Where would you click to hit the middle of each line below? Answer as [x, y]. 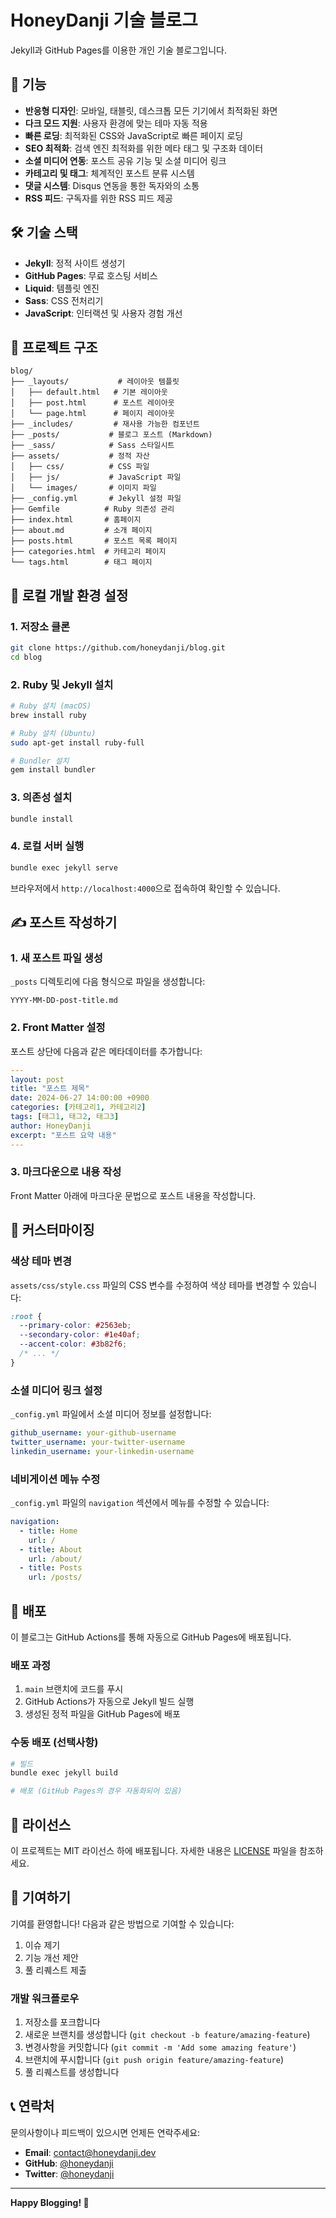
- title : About [51, 1549]
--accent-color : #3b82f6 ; [73, 1344]
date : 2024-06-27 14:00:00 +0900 [80, 1098]
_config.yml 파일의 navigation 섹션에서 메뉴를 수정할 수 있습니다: [140, 1503]
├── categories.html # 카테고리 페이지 [88, 552]
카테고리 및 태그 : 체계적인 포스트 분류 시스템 [109, 173]
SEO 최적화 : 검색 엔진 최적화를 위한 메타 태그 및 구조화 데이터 [144, 148]
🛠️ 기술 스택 [44, 232]
